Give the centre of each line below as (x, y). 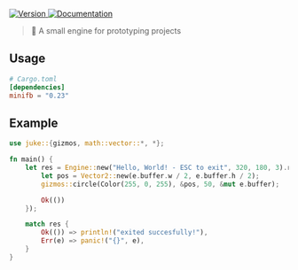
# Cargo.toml (33, 79)
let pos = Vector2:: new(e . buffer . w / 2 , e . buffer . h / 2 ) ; (150, 176)
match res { (47, 224)
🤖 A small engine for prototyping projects (106, 31)
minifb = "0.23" (39, 96)
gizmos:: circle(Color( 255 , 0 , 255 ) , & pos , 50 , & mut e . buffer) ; (161, 184)
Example (34, 123)
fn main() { (31, 159)
